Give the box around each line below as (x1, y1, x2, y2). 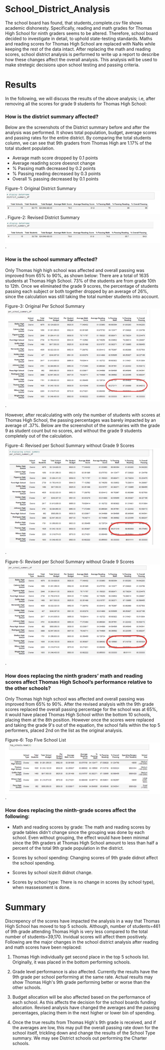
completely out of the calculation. (5, 433, 73, 439)
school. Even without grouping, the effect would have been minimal (12, 834, 149, 841)
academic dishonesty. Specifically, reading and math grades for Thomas (5, 25, 152, 31)
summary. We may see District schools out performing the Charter (12, 1035, 147, 1041)
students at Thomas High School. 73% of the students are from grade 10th (5, 278, 156, 284)
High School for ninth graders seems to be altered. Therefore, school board (5, 30, 159, 36)
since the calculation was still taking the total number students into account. (5, 293, 159, 300)
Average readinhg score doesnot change (12, 160, 96, 166)
